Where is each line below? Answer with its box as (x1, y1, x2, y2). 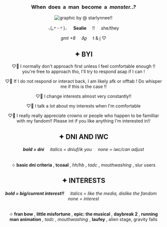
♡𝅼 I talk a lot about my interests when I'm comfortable (26, 103, 141, 109)
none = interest (67, 195, 99, 201)
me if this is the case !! (60, 83, 107, 89)
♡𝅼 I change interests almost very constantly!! (35, 93, 132, 99)
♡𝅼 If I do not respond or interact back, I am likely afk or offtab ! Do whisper (5, 78, 162, 84)
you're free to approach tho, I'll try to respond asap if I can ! (21, 68, 145, 74)
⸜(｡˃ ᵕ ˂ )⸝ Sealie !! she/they (47, 25, 119, 31)
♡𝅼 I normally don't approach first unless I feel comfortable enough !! (11, 63, 155, 69)
